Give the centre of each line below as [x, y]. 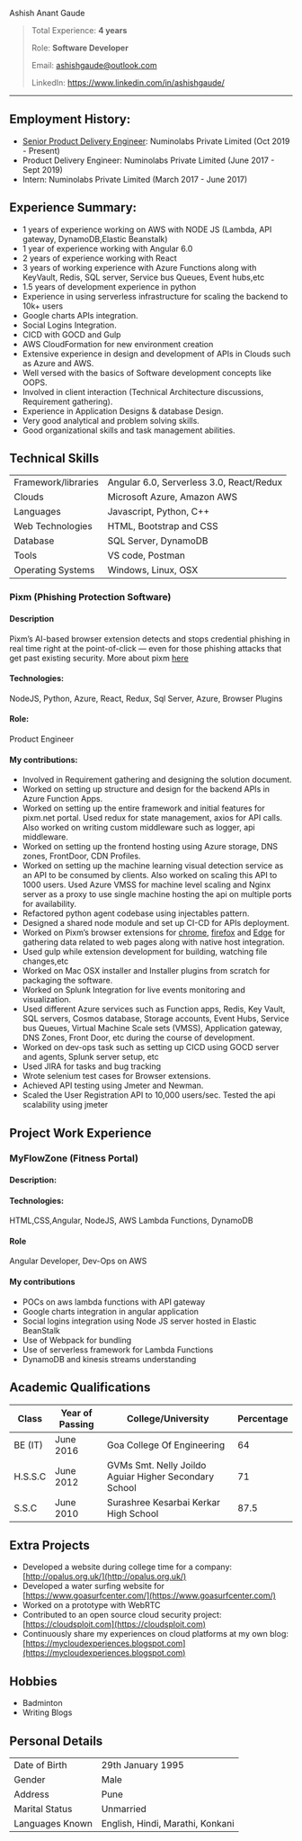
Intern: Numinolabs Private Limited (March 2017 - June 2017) [135, 179]
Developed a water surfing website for [93, 1586]
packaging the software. [67, 981]
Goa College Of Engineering [166, 1445]
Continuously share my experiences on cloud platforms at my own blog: [155, 1634]
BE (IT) [28, 1445]
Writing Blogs [47, 1712]
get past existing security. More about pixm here [99, 658]
